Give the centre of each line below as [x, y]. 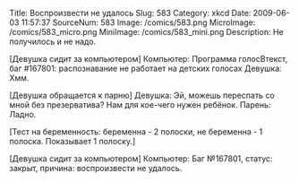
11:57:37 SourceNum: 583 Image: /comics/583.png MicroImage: [138, 22]
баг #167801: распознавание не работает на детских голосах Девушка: [145, 68]
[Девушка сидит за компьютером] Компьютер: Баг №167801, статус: [141, 159]
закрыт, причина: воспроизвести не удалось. [96, 168]
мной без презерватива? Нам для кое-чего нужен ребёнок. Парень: [140, 105]
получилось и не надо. [53, 41]
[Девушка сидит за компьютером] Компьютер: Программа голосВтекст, [149, 59]
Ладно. [23, 114]
